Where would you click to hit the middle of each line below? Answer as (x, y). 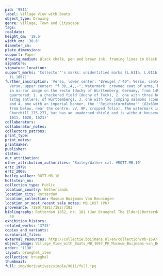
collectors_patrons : (26, 131)
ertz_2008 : (16, 172)
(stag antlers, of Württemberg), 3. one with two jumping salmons (78, 100)
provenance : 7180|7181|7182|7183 (39, 208)
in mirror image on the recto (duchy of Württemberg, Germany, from (80, 91)
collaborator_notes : (26, 126)
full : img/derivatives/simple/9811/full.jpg (51, 266)
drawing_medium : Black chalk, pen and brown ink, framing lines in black (81, 59)
